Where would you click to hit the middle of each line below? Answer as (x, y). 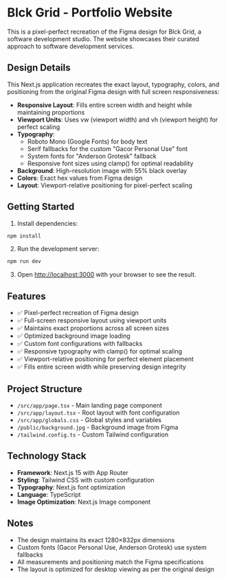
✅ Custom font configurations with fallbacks (80, 344)
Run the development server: (58, 249)
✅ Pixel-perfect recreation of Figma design (78, 313)
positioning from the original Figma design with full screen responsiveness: (113, 91)
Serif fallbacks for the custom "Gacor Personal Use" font (108, 148)
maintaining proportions (51, 112)
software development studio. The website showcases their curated (103, 38)
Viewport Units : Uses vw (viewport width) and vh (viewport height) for (117, 119)
